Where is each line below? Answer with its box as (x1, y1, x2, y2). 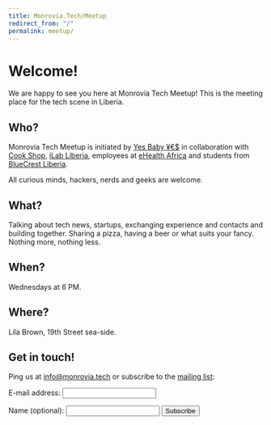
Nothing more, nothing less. (8, 236, 101, 247)
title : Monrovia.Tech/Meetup (8, 11, 107, 20)
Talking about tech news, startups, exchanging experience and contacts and (8, 219, 263, 229)
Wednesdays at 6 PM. (8, 282, 82, 291)
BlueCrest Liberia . (8, 159, 69, 169)
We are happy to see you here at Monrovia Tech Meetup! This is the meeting (8, 88, 263, 98)
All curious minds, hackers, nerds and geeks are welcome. (8, 175, 204, 185)
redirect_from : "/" (8, 19, 74, 28)
